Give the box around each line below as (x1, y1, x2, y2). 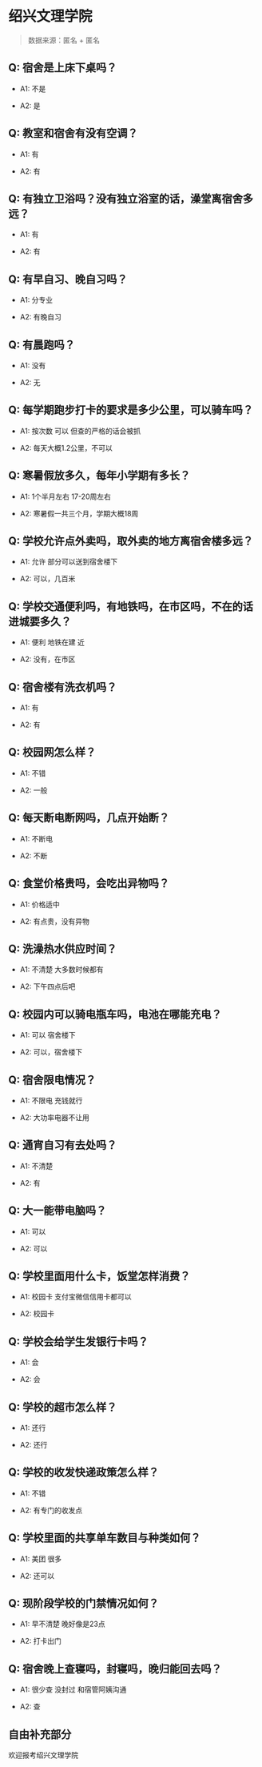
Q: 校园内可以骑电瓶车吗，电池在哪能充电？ (8, 1007, 222, 1021)
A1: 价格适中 (19, 899, 60, 909)
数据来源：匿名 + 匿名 (27, 35, 100, 45)
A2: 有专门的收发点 (19, 1505, 82, 1515)
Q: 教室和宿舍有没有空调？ (8, 127, 138, 140)
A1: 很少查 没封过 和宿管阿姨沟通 (19, 1685, 127, 1694)
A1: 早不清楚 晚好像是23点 (19, 1619, 105, 1629)
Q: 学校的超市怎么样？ (8, 1400, 117, 1414)
